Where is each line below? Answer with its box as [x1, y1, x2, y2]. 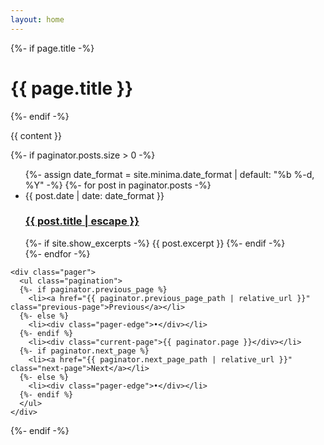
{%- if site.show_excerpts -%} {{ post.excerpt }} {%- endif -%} [24, 237, 286, 249]
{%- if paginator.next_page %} [19, 346, 150, 356]
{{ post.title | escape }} [24, 214, 140, 228]
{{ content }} [10, 129, 62, 141]
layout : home [10, 14, 65, 25]
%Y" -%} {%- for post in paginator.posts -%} [24, 179, 212, 191]
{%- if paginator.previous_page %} [19, 284, 168, 295]
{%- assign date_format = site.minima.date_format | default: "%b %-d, [24, 168, 315, 180]
